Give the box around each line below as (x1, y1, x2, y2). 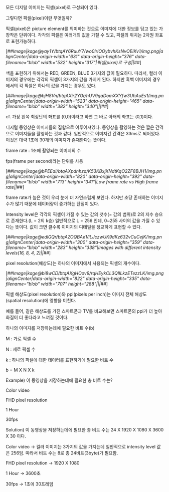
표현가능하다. (11, 38, 37, 44)
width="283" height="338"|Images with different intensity (41, 244, 161, 251)
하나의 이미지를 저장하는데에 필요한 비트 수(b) (6, 325, 95, 331)
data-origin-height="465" (88, 98, 142, 104)
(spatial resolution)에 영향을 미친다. (6, 298, 77, 303)
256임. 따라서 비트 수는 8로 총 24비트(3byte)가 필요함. (11, 450, 118, 456)
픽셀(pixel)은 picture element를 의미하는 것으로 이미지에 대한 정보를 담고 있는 (6, 26, 158, 32)
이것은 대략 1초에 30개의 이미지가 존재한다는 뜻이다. (6, 137, 107, 143)
